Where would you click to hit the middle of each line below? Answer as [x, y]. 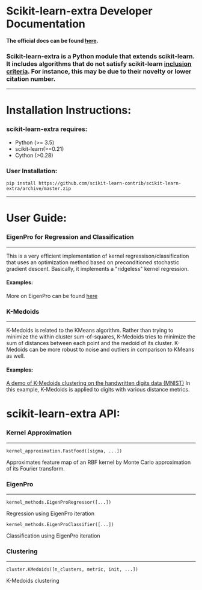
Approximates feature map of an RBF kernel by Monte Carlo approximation [99, 462]
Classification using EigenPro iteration [53, 536]
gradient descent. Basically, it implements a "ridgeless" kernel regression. [98, 268]
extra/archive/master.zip [38, 189]
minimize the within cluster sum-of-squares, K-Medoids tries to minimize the [101, 337]
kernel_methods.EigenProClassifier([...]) [60, 524]
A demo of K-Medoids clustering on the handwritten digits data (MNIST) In [98, 383]
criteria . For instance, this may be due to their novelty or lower [99, 71]
